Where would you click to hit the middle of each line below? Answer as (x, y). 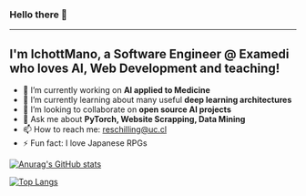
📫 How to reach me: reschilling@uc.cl (94, 129)
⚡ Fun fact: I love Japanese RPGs (85, 143)
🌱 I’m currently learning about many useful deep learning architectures (157, 100)
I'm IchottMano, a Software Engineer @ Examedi (149, 54)
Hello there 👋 (39, 15)
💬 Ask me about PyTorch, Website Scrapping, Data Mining (134, 119)
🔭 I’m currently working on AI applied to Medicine (117, 90)
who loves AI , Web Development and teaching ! (145, 68)
